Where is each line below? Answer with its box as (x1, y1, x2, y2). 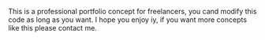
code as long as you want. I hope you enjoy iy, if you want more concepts (8, 15, 247, 24)
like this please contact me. (8, 24, 97, 32)
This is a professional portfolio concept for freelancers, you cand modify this (8, 7, 257, 16)
